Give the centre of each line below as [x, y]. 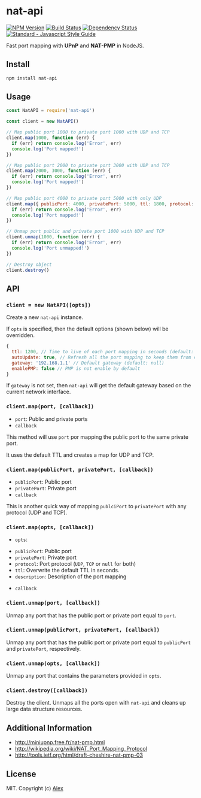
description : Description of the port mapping [71, 576]
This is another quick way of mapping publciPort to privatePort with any [96, 506]
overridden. [20, 335]
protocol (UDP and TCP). [37, 512]
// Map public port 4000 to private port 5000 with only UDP [84, 198]
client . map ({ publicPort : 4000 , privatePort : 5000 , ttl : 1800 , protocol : [100, 204]
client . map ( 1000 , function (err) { [51, 138]
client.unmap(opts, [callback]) [53, 663]
